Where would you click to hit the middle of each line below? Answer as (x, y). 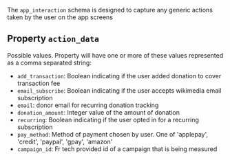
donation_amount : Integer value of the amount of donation (98, 112)
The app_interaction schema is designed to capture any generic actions (110, 10)
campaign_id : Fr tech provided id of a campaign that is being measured (117, 149)
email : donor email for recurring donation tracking (88, 105)
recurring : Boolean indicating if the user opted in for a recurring (108, 119)
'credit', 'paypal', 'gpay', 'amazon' (65, 141)
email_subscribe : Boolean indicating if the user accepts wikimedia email (119, 90)
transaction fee (39, 83)
